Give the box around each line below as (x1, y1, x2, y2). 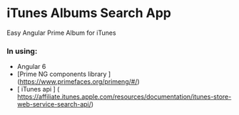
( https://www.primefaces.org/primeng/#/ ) (16, 77, 140, 86)
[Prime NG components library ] (16, 70, 111, 79)
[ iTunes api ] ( (16, 85, 60, 94)
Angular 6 (16, 62, 46, 71)
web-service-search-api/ (16, 100, 92, 109)
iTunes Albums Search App (6, 5, 172, 21)
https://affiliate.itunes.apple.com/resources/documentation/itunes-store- (16, 92, 232, 101)
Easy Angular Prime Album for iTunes (6, 28, 116, 37)
